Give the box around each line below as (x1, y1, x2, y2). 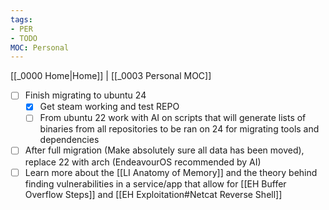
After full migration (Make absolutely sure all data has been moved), (24, 144, 305, 156)
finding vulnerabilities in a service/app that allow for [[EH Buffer (24, 177, 287, 190)
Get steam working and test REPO (39, 101, 180, 113)
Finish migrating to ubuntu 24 (24, 89, 147, 101)
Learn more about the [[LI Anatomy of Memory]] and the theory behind (24, 166, 318, 178)
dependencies (39, 134, 100, 146)
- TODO (10, 33, 38, 43)
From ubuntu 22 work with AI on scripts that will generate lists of (39, 112, 307, 124)
